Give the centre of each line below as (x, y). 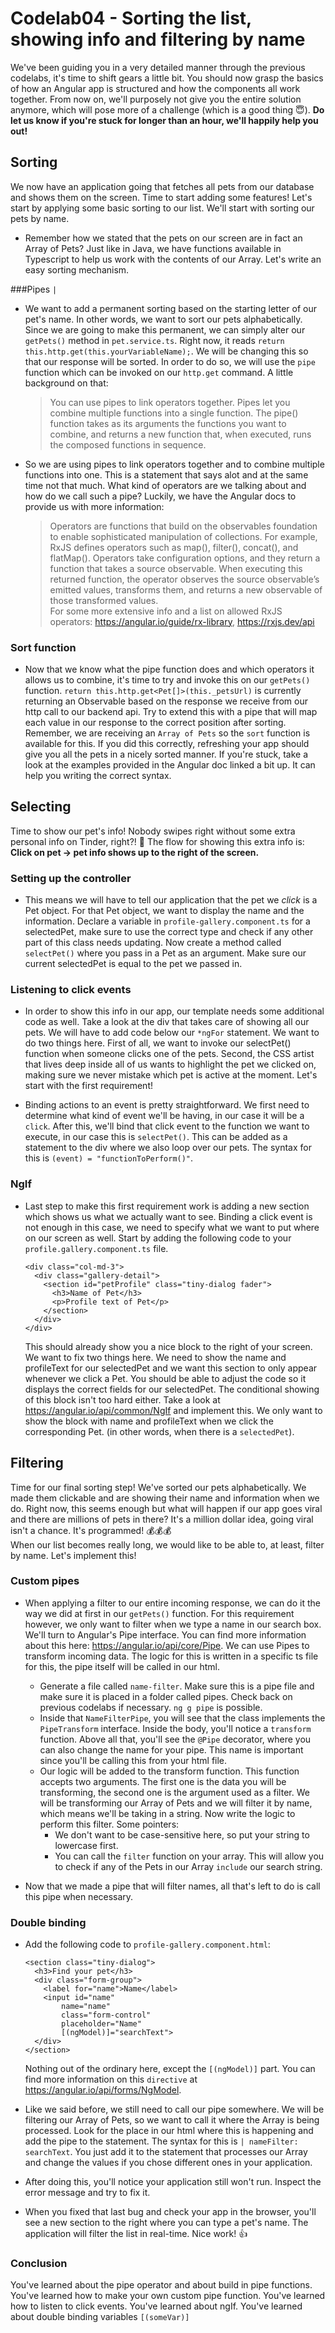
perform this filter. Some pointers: (109, 1824)
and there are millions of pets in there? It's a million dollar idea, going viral (162, 1519)
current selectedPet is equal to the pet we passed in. (133, 964)
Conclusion (39, 2264)
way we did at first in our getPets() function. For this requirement (159, 1613)
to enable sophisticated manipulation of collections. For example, (183, 536)
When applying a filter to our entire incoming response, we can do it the (172, 1603)
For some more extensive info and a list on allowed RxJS (166, 611)
